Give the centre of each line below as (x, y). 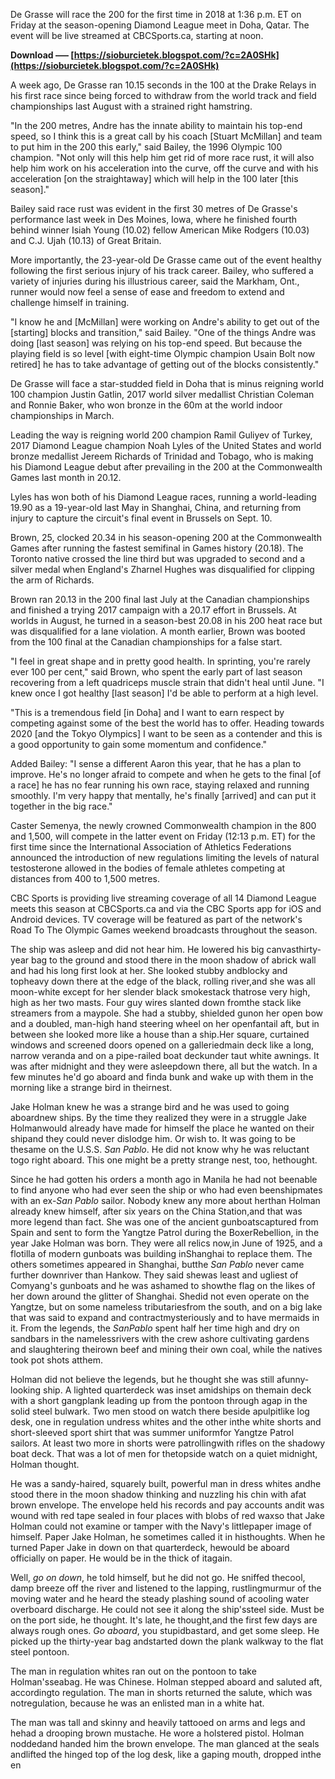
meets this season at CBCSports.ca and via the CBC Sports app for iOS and (166, 908)
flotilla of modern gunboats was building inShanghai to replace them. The (161, 1253)
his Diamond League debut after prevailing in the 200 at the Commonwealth (166, 467)
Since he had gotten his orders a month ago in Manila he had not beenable (164, 1179)
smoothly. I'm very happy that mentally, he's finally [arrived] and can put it (163, 795)
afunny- (293, 1379)
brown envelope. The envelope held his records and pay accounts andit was (167, 1505)
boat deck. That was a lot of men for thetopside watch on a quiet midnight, (164, 1453)
